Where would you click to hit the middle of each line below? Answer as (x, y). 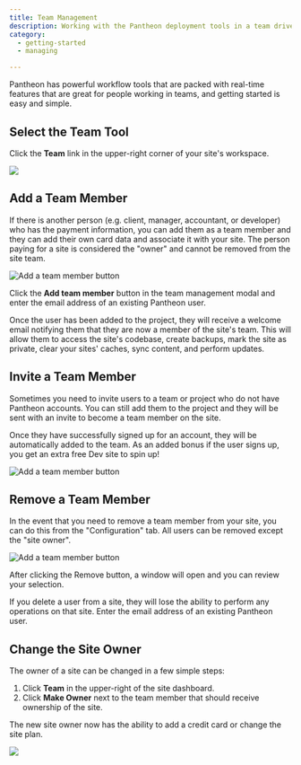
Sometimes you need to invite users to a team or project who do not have (145, 398)
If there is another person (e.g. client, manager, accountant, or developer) (145, 220)
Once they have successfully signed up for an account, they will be (133, 435)
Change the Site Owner (75, 649)
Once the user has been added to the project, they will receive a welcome (146, 320)
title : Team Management (54, 18)
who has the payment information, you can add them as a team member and (150, 229)
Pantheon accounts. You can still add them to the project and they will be (144, 408)
